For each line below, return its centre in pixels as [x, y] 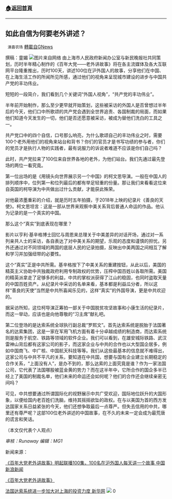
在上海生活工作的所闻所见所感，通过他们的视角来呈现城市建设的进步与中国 [84, 77]
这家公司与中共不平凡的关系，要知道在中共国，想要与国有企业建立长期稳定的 [86, 357]
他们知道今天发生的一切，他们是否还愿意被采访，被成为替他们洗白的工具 [81, 118]
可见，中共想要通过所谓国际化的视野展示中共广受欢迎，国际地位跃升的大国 [84, 394]
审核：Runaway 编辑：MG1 [34, 441]
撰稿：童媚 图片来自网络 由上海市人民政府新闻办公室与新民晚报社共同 [81, 58]
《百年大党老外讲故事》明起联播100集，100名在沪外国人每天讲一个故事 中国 [85, 463]
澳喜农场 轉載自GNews [30, 47]
